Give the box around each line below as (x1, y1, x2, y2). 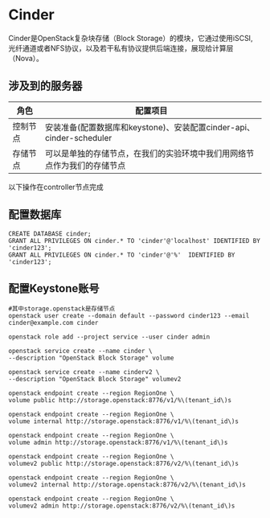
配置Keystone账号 (8, 282, 100, 295)
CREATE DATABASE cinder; (8, 229, 92, 238)
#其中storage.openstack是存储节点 (8, 305, 116, 313)
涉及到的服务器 (8, 79, 83, 93)
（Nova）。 (8, 53, 44, 63)
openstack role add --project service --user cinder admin (8, 333, 211, 341)
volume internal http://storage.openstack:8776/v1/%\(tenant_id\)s (8, 417, 239, 425)
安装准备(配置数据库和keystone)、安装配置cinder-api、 (44, 121, 256, 133)
